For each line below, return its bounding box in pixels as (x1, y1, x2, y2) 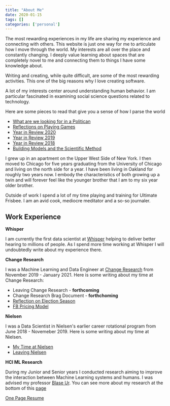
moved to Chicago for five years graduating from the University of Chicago (5, 161, 162, 167)
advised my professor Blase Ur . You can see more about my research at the (5, 380, 163, 386)
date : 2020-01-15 (5, 12, 42, 17)
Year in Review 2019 (12, 134, 55, 141)
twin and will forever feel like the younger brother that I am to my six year (5, 177, 158, 183)
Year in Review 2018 (12, 140, 55, 146)
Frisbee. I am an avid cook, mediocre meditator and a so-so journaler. (5, 198, 151, 204)
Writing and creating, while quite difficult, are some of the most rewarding (5, 72, 159, 79)
